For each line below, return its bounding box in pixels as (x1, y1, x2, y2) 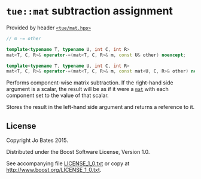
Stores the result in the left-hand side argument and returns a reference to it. (6, 104, 195, 111)
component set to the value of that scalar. (6, 92, 109, 99)
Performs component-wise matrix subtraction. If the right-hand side (6, 79, 173, 86)
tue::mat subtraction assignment (6, 4, 173, 18)
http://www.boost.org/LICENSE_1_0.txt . (6, 166, 102, 174)
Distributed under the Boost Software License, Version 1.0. (6, 148, 150, 156)
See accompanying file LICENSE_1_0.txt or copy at (6, 160, 130, 167)
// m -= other (6, 35, 42, 41)
